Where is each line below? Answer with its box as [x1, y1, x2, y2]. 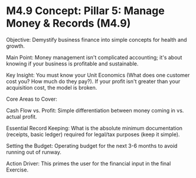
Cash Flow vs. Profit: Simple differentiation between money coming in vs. [6, 107, 184, 114]
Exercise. [6, 166, 28, 173]
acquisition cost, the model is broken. [6, 84, 97, 91]
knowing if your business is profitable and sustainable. [6, 60, 139, 67]
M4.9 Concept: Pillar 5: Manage [6, 4, 165, 18]
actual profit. [6, 113, 37, 120]
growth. [6, 42, 25, 50]
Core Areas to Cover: [6, 95, 58, 103]
